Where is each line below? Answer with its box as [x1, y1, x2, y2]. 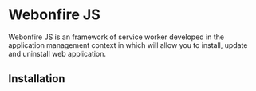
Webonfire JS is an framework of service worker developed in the [8, 32, 225, 42]
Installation [8, 72, 65, 85]
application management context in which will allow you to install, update [8, 40, 248, 49]
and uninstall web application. [8, 49, 106, 58]
